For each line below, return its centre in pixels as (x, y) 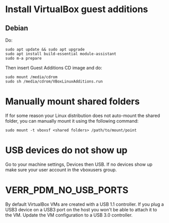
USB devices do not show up (67, 150)
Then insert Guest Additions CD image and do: (54, 68)
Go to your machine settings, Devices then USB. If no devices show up (79, 164)
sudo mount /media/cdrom (31, 77)
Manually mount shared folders (73, 102)
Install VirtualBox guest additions (77, 9)
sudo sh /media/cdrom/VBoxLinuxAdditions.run (54, 82)
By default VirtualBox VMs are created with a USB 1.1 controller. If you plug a (85, 204)
